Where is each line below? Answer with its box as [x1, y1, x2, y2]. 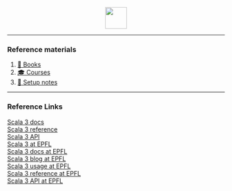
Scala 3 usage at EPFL [7, 162, 71, 170]
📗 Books [17, 60, 41, 69]
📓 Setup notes [17, 78, 58, 87]
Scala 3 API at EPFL [7, 176, 64, 185]
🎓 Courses [17, 69, 50, 77]
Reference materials [7, 44, 77, 54]
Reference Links [7, 102, 64, 111]
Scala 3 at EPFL [7, 140, 52, 148]
